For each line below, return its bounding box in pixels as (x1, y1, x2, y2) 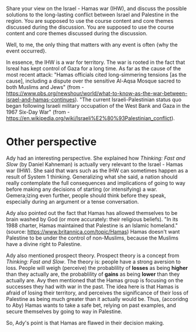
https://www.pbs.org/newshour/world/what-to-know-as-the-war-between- (6, 90, 188, 97)
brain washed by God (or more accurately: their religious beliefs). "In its (6, 215, 178, 223)
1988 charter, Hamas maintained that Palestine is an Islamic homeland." (6, 222, 178, 229)
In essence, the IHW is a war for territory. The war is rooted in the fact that (6, 59, 185, 66)
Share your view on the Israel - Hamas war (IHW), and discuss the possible (6, 5, 187, 12)
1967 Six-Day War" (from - (6, 108, 70, 115)
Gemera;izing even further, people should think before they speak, (6, 191, 166, 198)
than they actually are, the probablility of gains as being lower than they (6, 271, 180, 278)
